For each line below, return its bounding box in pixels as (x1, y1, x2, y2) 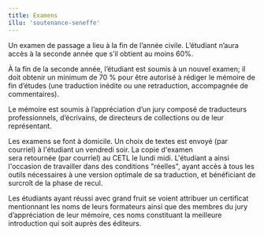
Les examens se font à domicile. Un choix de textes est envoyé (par (8, 136, 229, 146)
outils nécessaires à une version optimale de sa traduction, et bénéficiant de (8, 170, 256, 179)
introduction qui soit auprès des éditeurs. (8, 218, 142, 228)
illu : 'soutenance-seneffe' (8, 19, 101, 27)
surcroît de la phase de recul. (8, 178, 103, 187)
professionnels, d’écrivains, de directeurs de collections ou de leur (8, 112, 225, 122)
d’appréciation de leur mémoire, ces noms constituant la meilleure (8, 210, 222, 219)
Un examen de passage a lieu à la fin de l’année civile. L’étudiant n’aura (8, 40, 239, 50)
